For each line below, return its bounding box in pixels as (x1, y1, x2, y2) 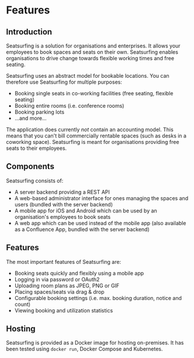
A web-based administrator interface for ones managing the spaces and (14, 194, 189, 202)
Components (6, 161, 54, 171)
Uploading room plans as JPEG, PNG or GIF (14, 282, 120, 289)
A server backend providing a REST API (14, 188, 110, 195)
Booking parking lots (14, 109, 65, 115)
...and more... (14, 115, 47, 122)
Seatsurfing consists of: (6, 177, 64, 184)
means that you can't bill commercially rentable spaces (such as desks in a (6, 132, 187, 139)
